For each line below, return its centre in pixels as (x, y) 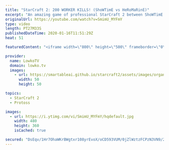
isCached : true (30, 131)
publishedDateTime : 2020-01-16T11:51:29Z (49, 33)
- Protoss (20, 103)
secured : (14, 139)
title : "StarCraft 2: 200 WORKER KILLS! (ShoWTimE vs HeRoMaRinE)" (77, 10)
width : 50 (29, 80)
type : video (18, 24)
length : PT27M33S (23, 29)
